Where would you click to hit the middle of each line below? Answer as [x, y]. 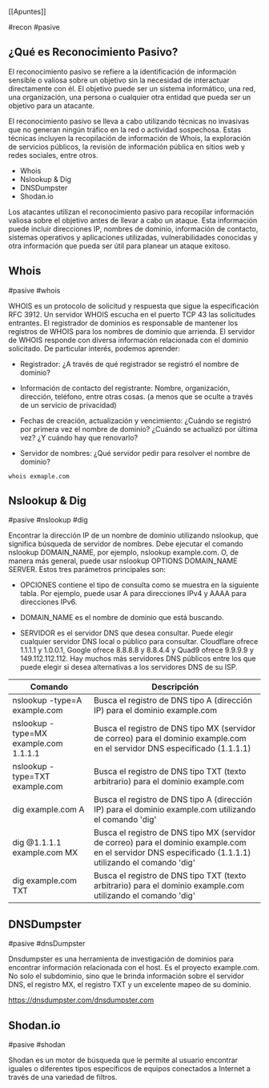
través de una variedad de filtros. [63, 1078]
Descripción [175, 687]
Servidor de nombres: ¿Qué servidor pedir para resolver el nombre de [135, 453]
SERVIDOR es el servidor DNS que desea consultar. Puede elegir [126, 633]
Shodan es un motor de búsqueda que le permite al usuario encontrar [123, 1060]
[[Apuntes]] [27, 12]
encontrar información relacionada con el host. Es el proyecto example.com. [134, 968]
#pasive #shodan [37, 1045]
